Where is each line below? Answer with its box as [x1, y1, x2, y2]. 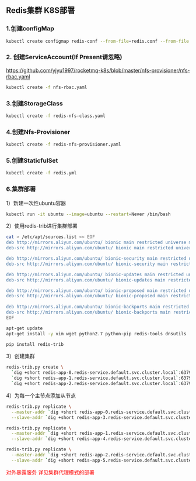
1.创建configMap [6, 25, 54, 33]
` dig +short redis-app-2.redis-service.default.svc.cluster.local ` [11, 381, 179, 387]
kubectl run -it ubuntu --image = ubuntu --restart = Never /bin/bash [6, 211, 171, 217]
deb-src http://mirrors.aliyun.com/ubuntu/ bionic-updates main [6, 277, 166, 283]
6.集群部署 [6, 185, 36, 193]
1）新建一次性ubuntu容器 [6, 200, 66, 207]
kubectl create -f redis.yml [6, 170, 77, 176]
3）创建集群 [6, 353, 35, 360]
